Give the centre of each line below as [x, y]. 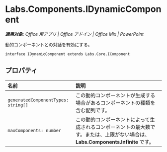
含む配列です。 [93, 110]
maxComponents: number [34, 130]
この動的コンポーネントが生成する [115, 95]
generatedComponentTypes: [38, 100]
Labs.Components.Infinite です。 [115, 142]
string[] [18, 105]
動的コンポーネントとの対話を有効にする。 [49, 44]
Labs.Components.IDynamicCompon [83, 9]
